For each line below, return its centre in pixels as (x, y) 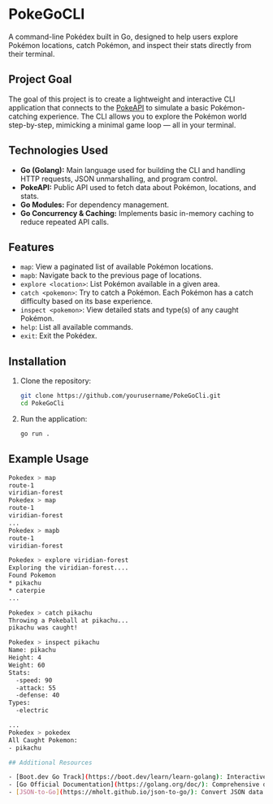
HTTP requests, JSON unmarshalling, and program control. (119, 179)
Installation (37, 361)
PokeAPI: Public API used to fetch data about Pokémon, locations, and (138, 187)
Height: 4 (25, 658)
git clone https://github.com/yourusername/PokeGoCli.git (120, 396)
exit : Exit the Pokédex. (58, 336)
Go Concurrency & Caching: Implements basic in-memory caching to (137, 213)
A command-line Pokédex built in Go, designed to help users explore (123, 37)
